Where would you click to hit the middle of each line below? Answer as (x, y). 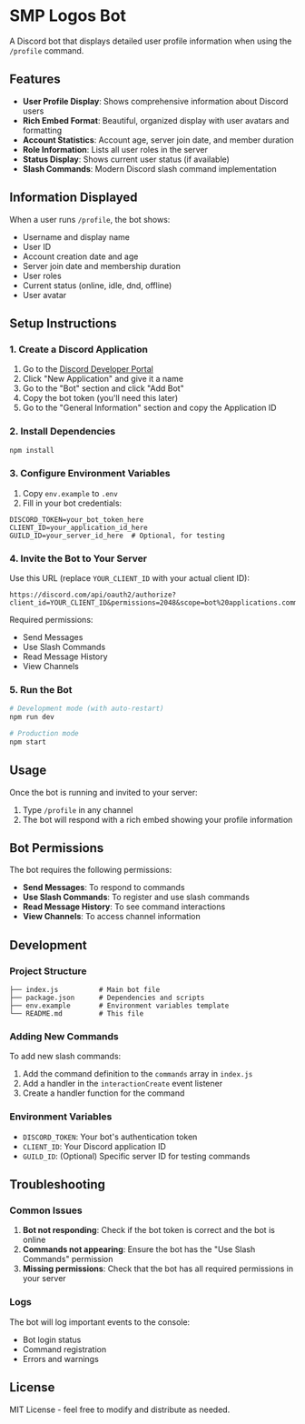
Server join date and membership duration (102, 266)
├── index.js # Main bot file (85, 990)
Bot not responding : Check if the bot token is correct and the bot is (148, 1230)
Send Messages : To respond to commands (103, 887)
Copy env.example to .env (70, 493)
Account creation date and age (80, 256)
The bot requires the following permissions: (91, 870)
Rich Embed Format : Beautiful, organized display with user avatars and (156, 120)
